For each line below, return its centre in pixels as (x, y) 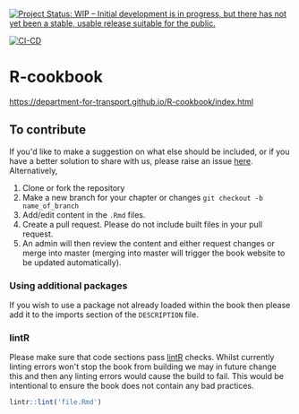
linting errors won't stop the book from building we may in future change (143, 367)
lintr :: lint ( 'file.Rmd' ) (56, 402)
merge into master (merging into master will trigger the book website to (154, 253)
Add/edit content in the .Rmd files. (84, 214)
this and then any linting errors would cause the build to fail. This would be (147, 376)
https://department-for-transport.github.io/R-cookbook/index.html (131, 101)
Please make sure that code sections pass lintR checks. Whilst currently (142, 358)
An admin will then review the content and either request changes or (148, 243)
